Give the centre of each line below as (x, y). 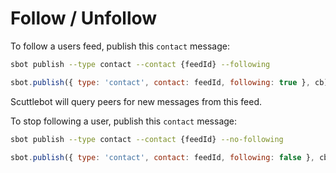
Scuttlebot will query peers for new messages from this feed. (136, 101)
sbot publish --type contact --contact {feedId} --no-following (147, 139)
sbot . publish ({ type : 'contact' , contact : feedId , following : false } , (163, 157)
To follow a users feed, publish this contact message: (120, 46)
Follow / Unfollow (84, 18)
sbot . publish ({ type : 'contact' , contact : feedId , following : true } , (160, 82)
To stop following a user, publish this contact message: (124, 121)
